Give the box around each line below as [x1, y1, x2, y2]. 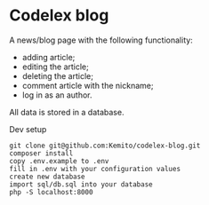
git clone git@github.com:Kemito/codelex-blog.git [9, 141, 201, 150]
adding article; [21, 51, 76, 62]
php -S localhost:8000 [9, 187, 93, 196]
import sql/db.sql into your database [9, 179, 153, 189]
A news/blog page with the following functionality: [9, 35, 193, 45]
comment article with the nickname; [21, 80, 154, 91]
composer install [9, 148, 74, 158]
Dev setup [9, 123, 47, 134]
